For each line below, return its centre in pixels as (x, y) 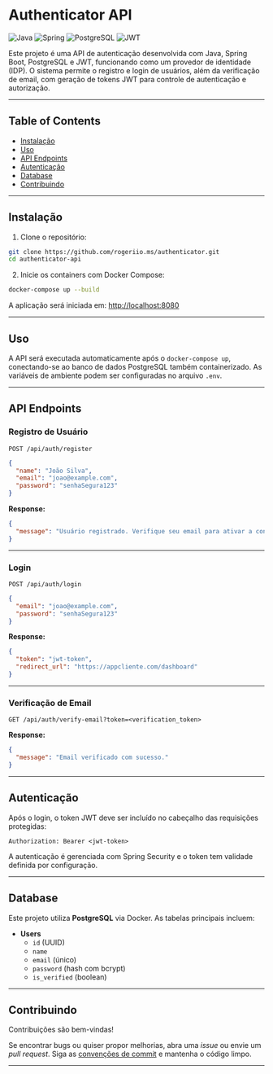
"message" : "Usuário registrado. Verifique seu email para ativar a (134, 531)
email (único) (54, 959)
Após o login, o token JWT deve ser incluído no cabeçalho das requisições (133, 818)
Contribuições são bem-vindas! (61, 1030)
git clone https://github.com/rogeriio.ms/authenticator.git (114, 252)
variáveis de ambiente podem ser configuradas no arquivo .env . (115, 375)
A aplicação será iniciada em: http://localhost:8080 (94, 305)
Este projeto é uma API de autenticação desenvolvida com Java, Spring (128, 53)
